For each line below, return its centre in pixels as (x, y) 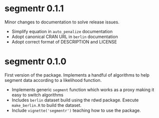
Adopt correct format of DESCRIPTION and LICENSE (64, 41)
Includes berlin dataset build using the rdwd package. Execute (75, 100)
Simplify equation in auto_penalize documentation (62, 31)
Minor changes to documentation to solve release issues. (62, 22)
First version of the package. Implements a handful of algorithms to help (77, 75)
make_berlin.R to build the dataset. (46, 105)
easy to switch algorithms (38, 95)
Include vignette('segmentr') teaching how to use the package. (76, 110)
